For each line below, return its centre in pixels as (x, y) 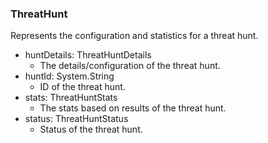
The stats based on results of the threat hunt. (133, 108)
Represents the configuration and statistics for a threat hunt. (134, 36)
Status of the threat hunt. (91, 129)
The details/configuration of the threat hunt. (130, 66)
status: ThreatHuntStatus (76, 119)
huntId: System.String (69, 76)
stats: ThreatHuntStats (71, 98)
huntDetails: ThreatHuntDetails (88, 55)
